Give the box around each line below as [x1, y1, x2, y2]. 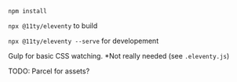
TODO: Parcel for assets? [8, 66, 90, 76]
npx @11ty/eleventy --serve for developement [8, 36, 159, 45]
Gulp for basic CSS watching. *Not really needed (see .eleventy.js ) [8, 52, 230, 60]
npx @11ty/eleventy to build [8, 21, 98, 30]
